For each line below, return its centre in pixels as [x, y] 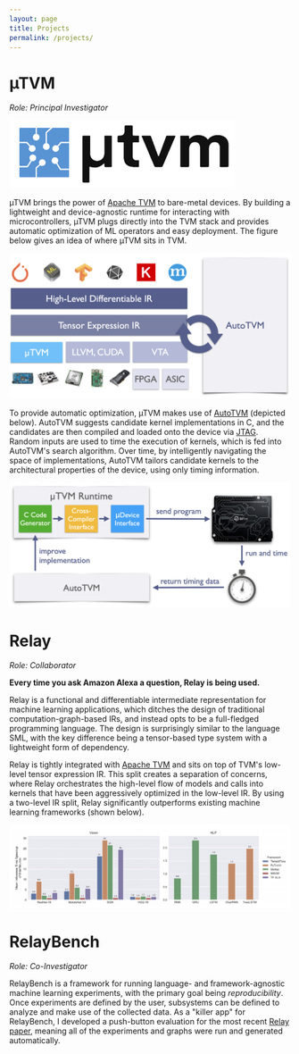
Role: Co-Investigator [48, 966]
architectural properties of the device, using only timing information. [134, 470]
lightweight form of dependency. [69, 748]
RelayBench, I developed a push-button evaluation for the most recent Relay [149, 1022]
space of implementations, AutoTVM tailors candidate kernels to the [134, 461]
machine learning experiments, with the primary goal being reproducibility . [146, 993]
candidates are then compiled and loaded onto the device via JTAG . [134, 432]
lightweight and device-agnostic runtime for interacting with [120, 212]
